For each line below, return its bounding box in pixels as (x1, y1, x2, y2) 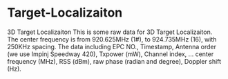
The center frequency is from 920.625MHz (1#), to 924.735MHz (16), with (7, 35, 217, 43)
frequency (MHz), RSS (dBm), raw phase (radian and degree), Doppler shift (7, 57, 222, 65)
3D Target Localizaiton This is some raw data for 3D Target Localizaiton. (7, 28, 213, 36)
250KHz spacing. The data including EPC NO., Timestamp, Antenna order (7, 42, 216, 51)
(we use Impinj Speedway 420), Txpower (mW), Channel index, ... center (7, 50, 214, 58)
